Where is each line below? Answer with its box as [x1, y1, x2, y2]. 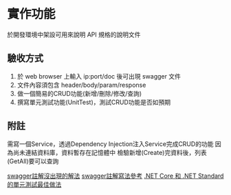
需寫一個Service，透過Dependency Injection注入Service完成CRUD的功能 [7, 139, 214, 148]
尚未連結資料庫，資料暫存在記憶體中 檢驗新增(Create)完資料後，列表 [12, 148, 208, 156]
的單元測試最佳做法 [7, 180, 62, 188]
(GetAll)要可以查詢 [7, 156, 59, 165]
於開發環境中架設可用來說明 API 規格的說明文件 [7, 30, 141, 39]
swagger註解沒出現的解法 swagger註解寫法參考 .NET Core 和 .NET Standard [7, 172, 224, 180]
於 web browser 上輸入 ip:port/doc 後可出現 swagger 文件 [16, 72, 181, 80]
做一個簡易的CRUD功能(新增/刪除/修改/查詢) [16, 89, 142, 97]
